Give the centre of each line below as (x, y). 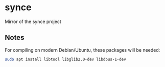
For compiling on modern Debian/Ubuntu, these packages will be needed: (82, 50)
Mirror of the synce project (33, 21)
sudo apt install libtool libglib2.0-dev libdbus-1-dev (65, 59)
